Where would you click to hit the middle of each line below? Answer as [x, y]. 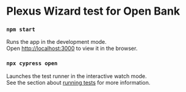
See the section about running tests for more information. [78, 82]
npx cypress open [32, 63]
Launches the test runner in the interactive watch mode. [77, 76]
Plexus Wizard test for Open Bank [93, 11]
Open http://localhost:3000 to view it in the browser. [72, 48]
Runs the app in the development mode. [56, 42]
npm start [21, 30]
